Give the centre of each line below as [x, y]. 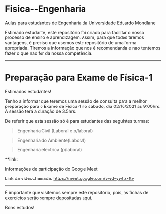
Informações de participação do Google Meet [51, 169]
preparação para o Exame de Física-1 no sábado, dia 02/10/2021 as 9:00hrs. [83, 106]
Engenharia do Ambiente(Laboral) [52, 140]
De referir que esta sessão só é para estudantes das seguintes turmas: [77, 121]
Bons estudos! [20, 207]
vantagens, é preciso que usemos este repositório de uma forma [71, 42]
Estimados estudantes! [28, 91]
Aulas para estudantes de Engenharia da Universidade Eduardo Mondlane [80, 23]
